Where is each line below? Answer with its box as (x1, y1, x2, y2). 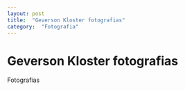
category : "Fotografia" (7, 23, 79, 30)
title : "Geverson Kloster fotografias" (7, 17, 126, 24)
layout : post (7, 10, 45, 17)
